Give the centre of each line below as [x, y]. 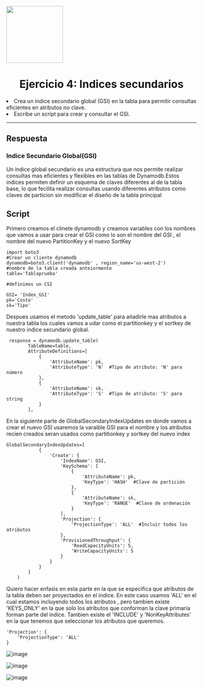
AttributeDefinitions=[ [58, 352]
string [14, 399]
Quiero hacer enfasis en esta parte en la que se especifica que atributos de [100, 589]
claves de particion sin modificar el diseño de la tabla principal [84, 195]
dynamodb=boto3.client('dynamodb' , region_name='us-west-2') [86, 263]
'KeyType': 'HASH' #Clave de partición [134, 482]
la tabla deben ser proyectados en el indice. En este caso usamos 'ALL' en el [101, 595]
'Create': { [64, 456]
